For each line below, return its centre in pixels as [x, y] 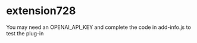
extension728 [41, 11]
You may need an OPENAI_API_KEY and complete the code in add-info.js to [99, 27]
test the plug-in [25, 33]
